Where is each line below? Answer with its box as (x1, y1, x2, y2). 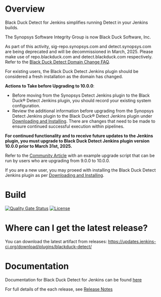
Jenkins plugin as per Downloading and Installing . (5, 172, 104, 178)
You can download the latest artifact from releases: (5, 238, 107, 244)
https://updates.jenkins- (108, 238, 156, 244)
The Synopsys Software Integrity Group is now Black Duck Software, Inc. (5, 34, 151, 40)
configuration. (12, 103, 40, 108)
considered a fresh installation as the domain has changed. (5, 73, 123, 79)
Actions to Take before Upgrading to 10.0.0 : (5, 83, 95, 88)
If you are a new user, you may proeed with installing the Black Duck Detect (5, 167, 156, 173)
